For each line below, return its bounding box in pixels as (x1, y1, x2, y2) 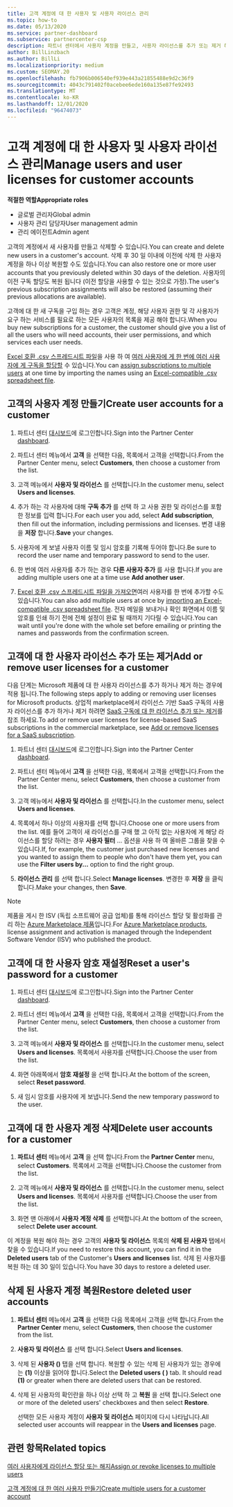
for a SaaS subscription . (7, 731, 76, 740)
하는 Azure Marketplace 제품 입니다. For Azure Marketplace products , (14, 920, 207, 929)
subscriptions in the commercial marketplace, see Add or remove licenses (7, 724, 219, 732)
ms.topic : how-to (7, 17, 58, 24)
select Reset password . (17, 1078, 86, 1087)
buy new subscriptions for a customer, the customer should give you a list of (7, 323, 226, 331)
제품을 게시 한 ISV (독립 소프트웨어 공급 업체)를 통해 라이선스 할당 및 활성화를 (7, 911, 216, 920)
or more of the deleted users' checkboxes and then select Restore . (17, 1398, 209, 1406)
